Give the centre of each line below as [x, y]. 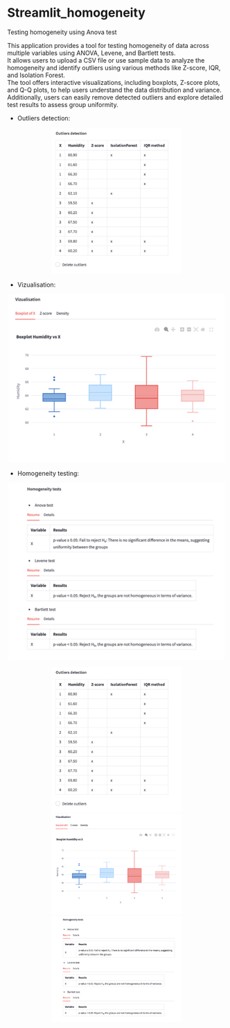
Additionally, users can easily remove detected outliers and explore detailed [115, 97]
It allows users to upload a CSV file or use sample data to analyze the [106, 60]
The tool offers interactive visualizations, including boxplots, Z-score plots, [114, 82]
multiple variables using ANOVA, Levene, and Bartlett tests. [91, 53]
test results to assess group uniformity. [63, 104]
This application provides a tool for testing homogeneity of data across [108, 45]
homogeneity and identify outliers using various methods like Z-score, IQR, [114, 67]
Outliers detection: [44, 118]
